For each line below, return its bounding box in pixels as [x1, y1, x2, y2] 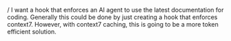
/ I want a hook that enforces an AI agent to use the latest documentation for [7, 6, 224, 14]
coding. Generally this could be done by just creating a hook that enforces [7, 13, 218, 21]
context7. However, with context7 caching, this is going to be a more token [7, 20, 219, 28]
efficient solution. [7, 27, 57, 36]
